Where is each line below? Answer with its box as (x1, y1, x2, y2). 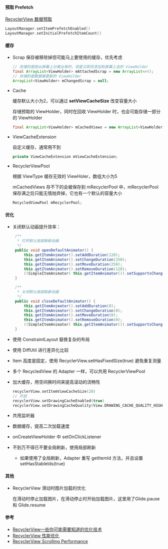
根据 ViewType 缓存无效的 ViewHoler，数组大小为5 (12, 173, 117, 179)
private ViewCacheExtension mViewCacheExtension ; (12, 154, 118, 159)
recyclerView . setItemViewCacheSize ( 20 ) (12, 389, 96, 394)
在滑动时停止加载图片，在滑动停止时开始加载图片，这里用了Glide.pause (12, 495, 160, 501)
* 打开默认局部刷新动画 (17, 238, 59, 243)
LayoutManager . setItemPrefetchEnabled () (5, 26, 91, 32)
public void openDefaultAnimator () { (14, 248, 93, 253)
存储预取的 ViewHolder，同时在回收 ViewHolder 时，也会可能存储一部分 (12, 108, 161, 114)
